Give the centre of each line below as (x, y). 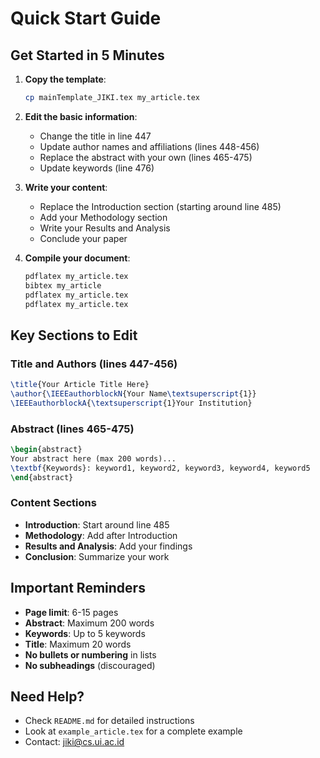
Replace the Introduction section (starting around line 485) (160, 206)
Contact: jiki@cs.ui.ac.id (74, 742)
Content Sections (53, 503)
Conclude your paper (83, 238)
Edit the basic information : (81, 116)
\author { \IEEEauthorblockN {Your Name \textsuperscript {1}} (133, 393)
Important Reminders (78, 588)
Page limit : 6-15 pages (71, 612)
